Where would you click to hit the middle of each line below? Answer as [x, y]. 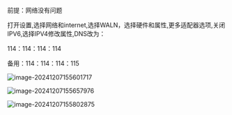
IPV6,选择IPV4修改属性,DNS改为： [56, 34]
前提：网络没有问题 [35, 10]
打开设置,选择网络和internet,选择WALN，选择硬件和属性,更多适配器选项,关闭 [116, 25]
